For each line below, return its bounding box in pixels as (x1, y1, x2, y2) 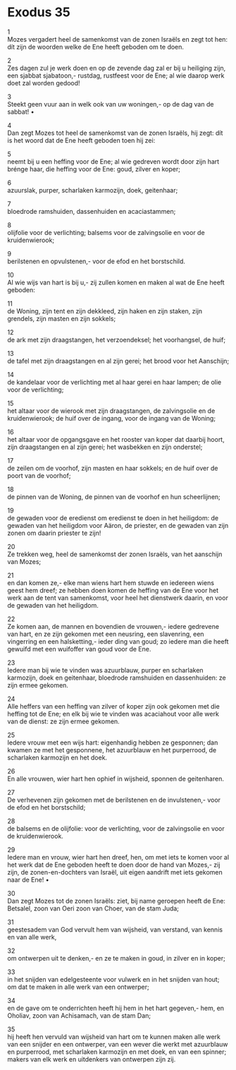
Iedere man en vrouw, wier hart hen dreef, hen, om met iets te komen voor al (7, 853, 230, 861)
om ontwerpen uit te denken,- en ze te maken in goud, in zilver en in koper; (7, 954, 225, 962)
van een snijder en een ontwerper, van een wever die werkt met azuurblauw (7, 1040, 228, 1048)
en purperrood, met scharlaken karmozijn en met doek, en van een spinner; (7, 1047, 227, 1056)
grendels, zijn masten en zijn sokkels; (7, 314, 116, 323)
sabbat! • (7, 107, 35, 116)
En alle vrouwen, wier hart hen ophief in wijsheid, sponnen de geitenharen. (7, 774, 224, 783)
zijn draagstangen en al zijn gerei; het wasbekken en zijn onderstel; (7, 443, 203, 451)
